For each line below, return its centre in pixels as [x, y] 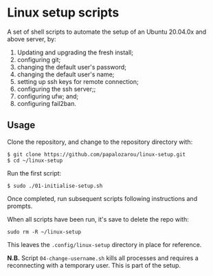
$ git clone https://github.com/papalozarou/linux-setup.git [97, 154]
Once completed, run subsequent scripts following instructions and [102, 198]
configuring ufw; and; [48, 96]
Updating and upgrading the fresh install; [75, 52]
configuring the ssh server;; [56, 89]
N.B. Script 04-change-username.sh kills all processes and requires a [103, 258]
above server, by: [32, 39]
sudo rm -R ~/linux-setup [44, 232]
